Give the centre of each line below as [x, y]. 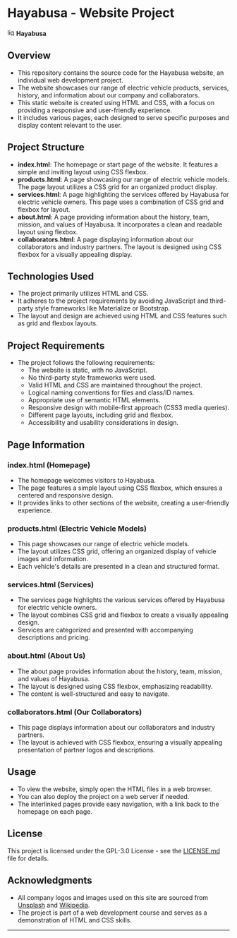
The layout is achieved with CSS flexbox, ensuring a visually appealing [120, 742]
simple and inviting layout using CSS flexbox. [83, 172]
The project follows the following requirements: [86, 363]
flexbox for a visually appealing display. [75, 254]
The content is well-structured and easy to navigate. [93, 694]
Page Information [46, 445]
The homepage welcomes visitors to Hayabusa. [87, 480]
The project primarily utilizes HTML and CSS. [83, 294]
